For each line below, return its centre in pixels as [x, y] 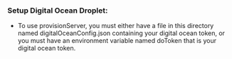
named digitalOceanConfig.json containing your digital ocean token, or [121, 33]
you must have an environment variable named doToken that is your [117, 41]
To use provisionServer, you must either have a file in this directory [116, 26]
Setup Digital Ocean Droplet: [58, 11]
